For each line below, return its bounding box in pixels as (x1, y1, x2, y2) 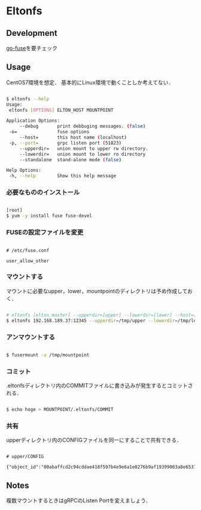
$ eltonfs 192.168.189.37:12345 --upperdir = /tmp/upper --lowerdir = (6, 318, 178, 324)
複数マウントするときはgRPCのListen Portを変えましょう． (6, 497, 151, 504)
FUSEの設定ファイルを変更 (6, 228, 84, 236)
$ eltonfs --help (6, 96, 50, 102)
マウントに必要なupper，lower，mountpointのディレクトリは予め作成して (6, 287, 188, 294)
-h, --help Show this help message (8, 173, 117, 179)
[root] (6, 207, 23, 213)
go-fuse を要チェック (6, 45, 58, 51)
